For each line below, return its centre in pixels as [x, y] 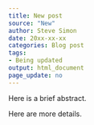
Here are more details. [45, 114]
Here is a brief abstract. [47, 98]
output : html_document [46, 68]
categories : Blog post [46, 46]
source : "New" [32, 23]
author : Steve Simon [43, 30]
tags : [17, 53]
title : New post [35, 16]
